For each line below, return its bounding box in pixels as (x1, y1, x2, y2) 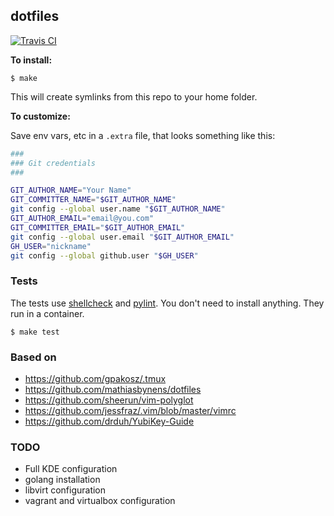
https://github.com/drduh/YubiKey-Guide (24, 415, 195, 428)
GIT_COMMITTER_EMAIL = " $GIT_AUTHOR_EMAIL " (10, 222, 186, 233)
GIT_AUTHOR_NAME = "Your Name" (10, 185, 132, 196)
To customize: (10, 110, 71, 122)
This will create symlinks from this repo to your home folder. (10, 90, 258, 103)
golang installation (24, 474, 101, 486)
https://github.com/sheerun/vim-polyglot (24, 394, 194, 406)
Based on (10, 350, 57, 364)
